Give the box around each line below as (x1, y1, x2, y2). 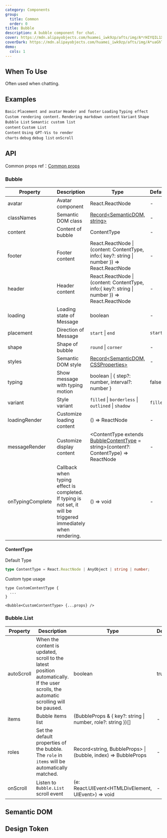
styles (7, 358, 22, 365)
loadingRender (7, 417, 42, 424)
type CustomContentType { (5, 586, 59, 591)
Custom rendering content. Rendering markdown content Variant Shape (5, 115, 149, 120)
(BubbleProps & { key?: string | (74, 713, 145, 719)
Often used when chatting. (5, 81, 60, 87)
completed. (56, 489, 83, 496)
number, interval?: (90, 379, 133, 386)
